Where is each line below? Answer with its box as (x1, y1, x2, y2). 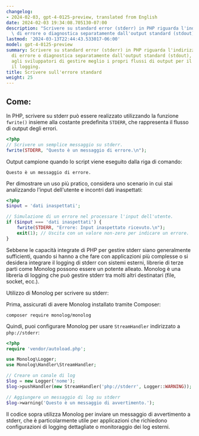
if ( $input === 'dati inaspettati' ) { (6, 219, 102, 225)
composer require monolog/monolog (6, 312, 92, 318)
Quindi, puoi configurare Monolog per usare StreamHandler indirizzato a (6, 322, 181, 330)
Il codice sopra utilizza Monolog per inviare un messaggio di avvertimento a (6, 411, 191, 418)
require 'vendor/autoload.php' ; (6, 345, 86, 352)
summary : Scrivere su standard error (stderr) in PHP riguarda (6, 47, 166, 53)
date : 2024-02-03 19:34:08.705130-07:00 (6, 20, 108, 25)
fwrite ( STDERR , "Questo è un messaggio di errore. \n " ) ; (6, 147, 147, 153)
